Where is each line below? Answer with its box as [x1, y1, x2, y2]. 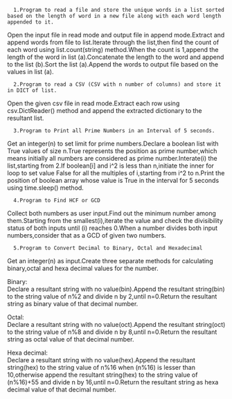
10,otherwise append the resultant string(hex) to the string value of [7, 371, 198, 379]
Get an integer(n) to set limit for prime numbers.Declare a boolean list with [7, 139, 220, 148]
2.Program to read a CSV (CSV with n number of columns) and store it [13, 81, 222, 88]
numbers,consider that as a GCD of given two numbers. [7, 231, 166, 239]
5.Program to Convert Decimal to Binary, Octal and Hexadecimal [13, 245, 203, 251]
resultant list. [7, 114, 44, 122]
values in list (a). [7, 68, 54, 76]
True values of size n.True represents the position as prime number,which [7, 147, 217, 155]
